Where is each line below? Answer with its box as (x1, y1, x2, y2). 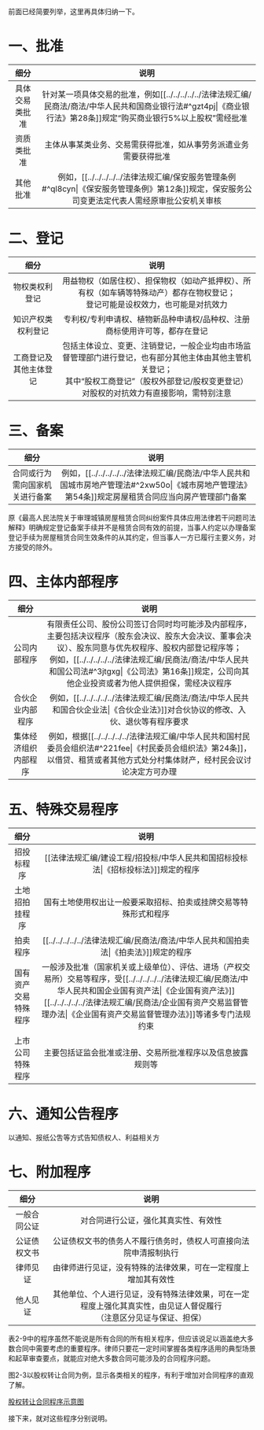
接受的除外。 (14, 542, 57, 552)
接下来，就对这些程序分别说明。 (8, 1413, 112, 1423)
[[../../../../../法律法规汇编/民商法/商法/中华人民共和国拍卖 (42, 935, 250, 946)
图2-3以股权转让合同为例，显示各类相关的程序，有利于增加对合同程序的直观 (8, 1370, 254, 1380)
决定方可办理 (129, 766, 177, 777)
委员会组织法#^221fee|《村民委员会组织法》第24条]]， (46, 742, 251, 753)
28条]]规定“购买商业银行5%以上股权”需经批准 (77, 113, 247, 124)
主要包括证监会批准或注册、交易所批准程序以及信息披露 (43, 1047, 249, 1058)
